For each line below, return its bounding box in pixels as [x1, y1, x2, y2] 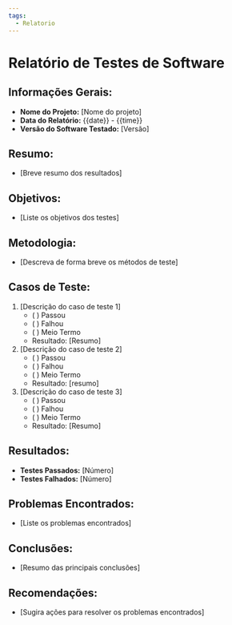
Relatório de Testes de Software [8, 54, 226, 72]
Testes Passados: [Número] [19, 466, 114, 475]
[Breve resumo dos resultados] [19, 168, 122, 178]
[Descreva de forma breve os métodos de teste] [19, 257, 178, 267]
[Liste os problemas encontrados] [19, 518, 132, 528]
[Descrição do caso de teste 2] [19, 344, 122, 353]
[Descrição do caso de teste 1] [19, 301, 122, 311]
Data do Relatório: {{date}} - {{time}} [19, 115, 143, 125]
